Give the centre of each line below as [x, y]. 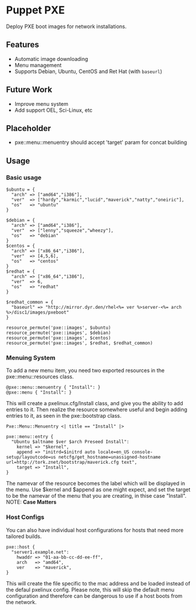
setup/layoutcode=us [31, 457]
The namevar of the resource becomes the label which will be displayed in [96, 484]
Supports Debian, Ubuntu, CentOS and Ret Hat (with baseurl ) [88, 71]
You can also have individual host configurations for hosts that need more [95, 530]
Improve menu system [41, 104]
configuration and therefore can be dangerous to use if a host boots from [94, 596]
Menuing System [31, 357]
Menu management [38, 65]
